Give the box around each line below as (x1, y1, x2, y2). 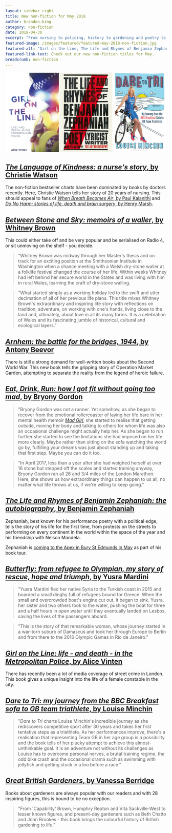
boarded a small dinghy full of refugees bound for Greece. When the (17, 592, 163, 598)
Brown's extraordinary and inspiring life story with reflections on (17, 300, 154, 307)
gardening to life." (17, 822, 56, 828)
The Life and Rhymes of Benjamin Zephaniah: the (5, 496, 167, 505)
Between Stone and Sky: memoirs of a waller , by (5, 215, 164, 224)
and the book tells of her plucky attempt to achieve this (17, 740, 134, 746)
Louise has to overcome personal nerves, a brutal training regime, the (17, 751, 165, 757)
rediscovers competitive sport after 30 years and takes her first (17, 723, 152, 729)
